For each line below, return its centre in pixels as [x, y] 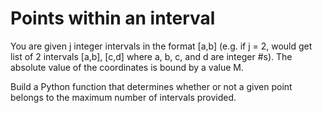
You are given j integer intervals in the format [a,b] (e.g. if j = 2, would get [161, 46]
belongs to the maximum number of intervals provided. [123, 97]
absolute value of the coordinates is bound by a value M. [127, 67]
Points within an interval [113, 18]
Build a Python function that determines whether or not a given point [151, 86]
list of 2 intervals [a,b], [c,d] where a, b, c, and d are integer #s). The [151, 56]
